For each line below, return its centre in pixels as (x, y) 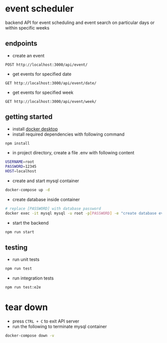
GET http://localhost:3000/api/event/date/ (51, 83)
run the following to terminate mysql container (59, 327)
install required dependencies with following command (68, 134)
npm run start (20, 232)
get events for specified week (43, 92)
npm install (17, 143)
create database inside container (46, 199)
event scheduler (40, 9)
